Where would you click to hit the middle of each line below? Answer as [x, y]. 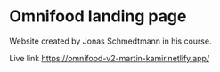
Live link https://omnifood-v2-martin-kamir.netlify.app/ [110, 58]
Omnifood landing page [98, 16]
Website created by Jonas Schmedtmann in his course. [110, 41]
